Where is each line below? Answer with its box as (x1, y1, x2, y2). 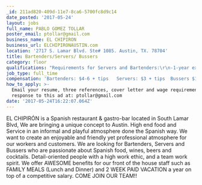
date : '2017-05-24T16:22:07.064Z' (6, 98, 93, 104)
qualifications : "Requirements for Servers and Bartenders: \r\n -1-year (6, 64, 189, 71)
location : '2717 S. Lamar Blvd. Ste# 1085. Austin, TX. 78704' (6, 48, 168, 54)
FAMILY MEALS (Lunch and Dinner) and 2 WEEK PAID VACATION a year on (6, 166, 192, 173)
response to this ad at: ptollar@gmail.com (11, 92, 122, 99)
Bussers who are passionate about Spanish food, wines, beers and (6, 147, 172, 154)
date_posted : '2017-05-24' (6, 14, 74, 20)
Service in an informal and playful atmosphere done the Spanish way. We (6, 127, 188, 135)
